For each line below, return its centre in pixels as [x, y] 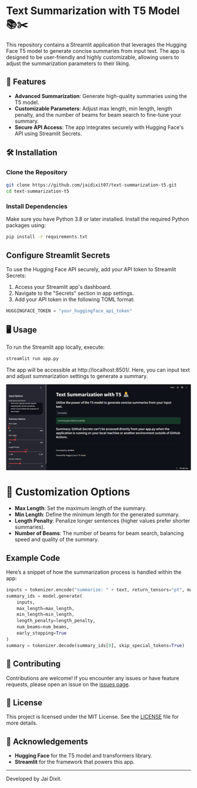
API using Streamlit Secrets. [48, 133]
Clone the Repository [37, 173]
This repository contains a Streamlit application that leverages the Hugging [96, 45]
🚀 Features [26, 82]
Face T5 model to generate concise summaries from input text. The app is [96, 50]
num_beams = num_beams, [43, 627]
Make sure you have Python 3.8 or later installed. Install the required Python [98, 219]
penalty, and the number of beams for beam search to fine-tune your [98, 115]
